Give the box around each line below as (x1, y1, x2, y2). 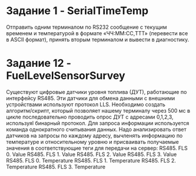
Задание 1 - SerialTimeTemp (6, 4, 149, 18)
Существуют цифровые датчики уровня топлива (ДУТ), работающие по (6, 88, 187, 95)
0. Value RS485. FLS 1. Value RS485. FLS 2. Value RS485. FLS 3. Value (6, 151, 177, 158)
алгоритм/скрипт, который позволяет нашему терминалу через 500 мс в (6, 107, 190, 114)
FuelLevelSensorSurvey (6, 69, 125, 83)
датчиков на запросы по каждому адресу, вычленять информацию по (6, 132, 183, 139)
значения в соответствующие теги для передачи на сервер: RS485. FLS (6, 144, 188, 151)
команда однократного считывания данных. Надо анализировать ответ (6, 126, 187, 133)
